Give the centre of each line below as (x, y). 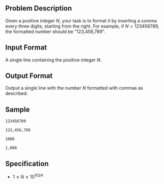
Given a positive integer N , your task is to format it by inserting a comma (81, 20)
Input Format (26, 48)
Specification (27, 163)
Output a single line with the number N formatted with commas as (74, 88)
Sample (18, 109)
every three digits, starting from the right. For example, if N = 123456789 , (82, 26)
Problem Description (39, 8)
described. (17, 93)
